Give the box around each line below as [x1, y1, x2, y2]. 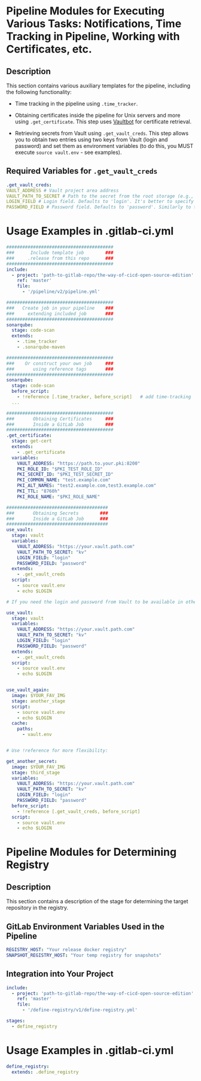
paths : [17, 726, 33, 732]
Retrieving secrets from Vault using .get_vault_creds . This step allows [14, 130, 189, 137]
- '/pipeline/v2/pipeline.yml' [22, 289, 100, 295]
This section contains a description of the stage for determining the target [6, 898, 188, 905]
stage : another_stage [11, 698, 66, 704]
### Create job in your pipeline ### [6, 305, 114, 311]
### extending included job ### [6, 310, 114, 317]
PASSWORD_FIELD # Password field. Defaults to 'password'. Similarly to [6, 204, 191, 210]
